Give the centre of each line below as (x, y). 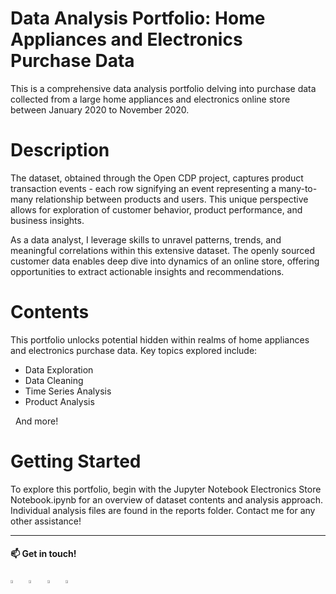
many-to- (298, 188)
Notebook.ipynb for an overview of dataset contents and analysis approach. (166, 499)
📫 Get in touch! (43, 554)
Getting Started (76, 461)
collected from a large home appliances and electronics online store (150, 99)
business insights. (47, 220)
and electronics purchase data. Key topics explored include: (134, 350)
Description (60, 150)
